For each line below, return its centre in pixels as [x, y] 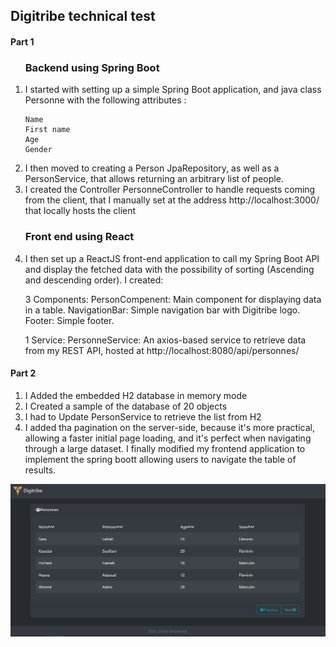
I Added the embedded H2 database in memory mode [136, 395]
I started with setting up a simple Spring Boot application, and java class [173, 90]
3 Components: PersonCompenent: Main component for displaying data [173, 299]
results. [40, 470]
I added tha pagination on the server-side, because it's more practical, [169, 427]
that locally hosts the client [80, 211]
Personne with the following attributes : [105, 100]
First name [47, 130]
